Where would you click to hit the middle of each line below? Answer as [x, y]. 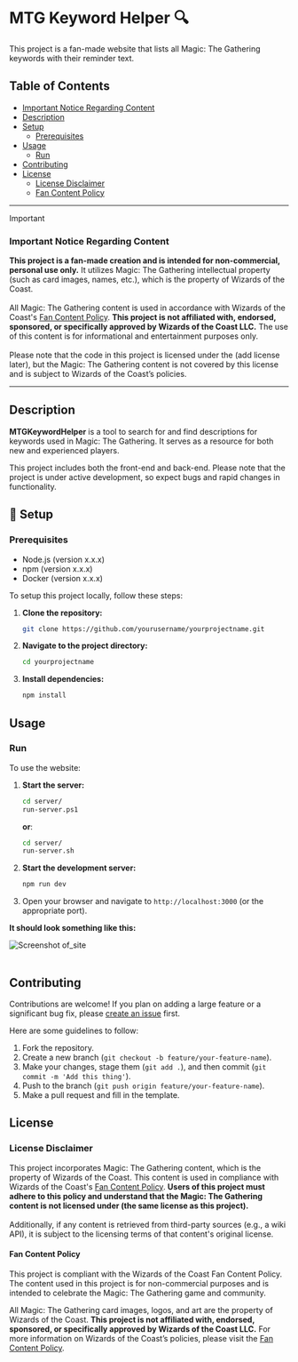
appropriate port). [55, 911]
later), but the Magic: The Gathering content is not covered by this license [144, 365]
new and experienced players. [64, 450]
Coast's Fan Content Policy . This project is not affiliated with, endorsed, [143, 317]
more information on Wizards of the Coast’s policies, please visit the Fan [141, 1338]
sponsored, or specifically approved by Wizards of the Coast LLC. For [140, 1329]
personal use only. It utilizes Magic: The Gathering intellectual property [140, 270]
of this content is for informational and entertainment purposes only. [134, 336]
